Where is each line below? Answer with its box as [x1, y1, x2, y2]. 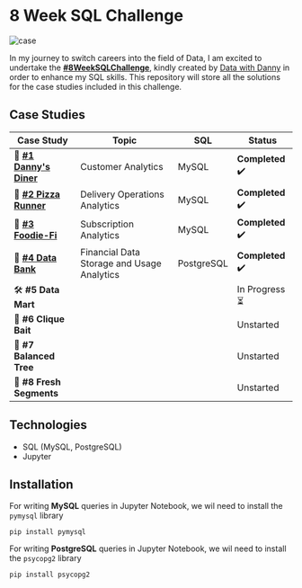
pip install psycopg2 [9, 570, 91, 580]
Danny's [13, 160, 51, 173]
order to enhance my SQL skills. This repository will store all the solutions [9, 71, 281, 82]
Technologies [9, 417, 88, 432]
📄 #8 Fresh [13, 375, 61, 388]
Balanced [13, 350, 56, 362]
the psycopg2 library [9, 553, 83, 564]
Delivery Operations [80, 188, 164, 200]
